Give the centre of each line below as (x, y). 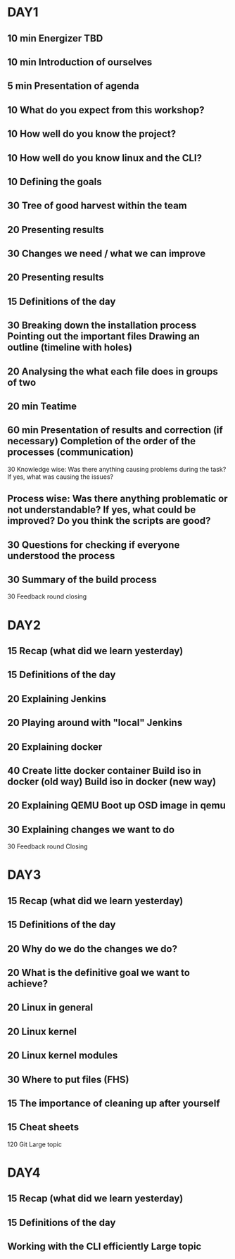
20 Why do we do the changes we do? (93, 949)
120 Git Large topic (34, 1144)
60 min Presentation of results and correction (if (115, 430)
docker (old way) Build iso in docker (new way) (112, 781)
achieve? (27, 983)
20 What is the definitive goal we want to (99, 972)
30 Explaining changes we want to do (91, 829)
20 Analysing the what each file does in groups (113, 371)
